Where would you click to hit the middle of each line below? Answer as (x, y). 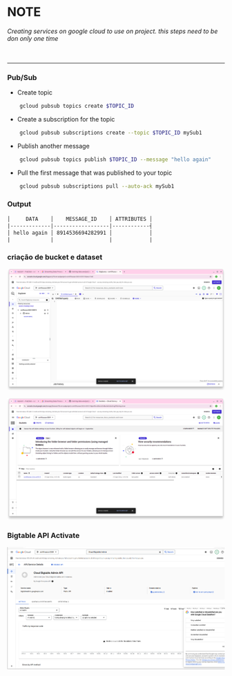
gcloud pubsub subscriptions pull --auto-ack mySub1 (97, 186)
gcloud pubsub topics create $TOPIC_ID (77, 106)
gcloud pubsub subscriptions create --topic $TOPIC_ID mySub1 (111, 133)
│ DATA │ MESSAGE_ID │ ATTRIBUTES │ (80, 219)
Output (19, 204)
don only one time (33, 38)
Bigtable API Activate (43, 536)
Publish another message (53, 146)
